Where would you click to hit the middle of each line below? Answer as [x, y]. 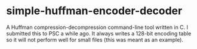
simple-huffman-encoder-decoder [94, 11]
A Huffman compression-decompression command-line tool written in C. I [97, 27]
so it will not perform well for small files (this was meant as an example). [95, 40]
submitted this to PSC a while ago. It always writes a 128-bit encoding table [99, 33]
